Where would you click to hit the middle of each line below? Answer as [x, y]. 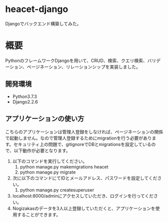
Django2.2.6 [25, 101]
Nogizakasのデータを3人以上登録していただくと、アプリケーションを [84, 208]
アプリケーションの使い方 [45, 119]
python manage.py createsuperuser [57, 190]
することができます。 [39, 214]
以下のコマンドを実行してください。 [50, 161]
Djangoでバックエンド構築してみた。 [43, 23]
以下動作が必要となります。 [42, 150]
